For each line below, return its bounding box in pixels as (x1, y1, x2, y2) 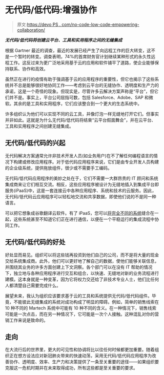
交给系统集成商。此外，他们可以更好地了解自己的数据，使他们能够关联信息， (5, 258, 159, 264)
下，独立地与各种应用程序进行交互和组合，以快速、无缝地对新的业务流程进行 (5, 270, 159, 276)
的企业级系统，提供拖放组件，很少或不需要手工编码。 (5, 165, 112, 171)
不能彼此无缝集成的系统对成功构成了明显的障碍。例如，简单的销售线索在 (13, 299, 159, 305)
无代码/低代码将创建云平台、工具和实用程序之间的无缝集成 (5, 37, 123, 43)
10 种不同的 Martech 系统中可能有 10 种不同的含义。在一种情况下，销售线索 (5, 305, 157, 311)
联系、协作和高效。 (9, 65, 48, 71)
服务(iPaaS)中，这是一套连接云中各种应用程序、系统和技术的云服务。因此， (5, 187, 157, 193)
